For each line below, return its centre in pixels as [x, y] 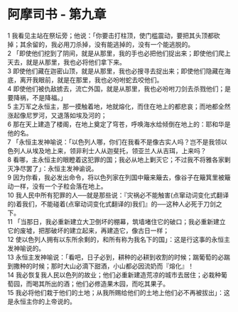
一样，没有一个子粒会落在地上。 [60, 186]
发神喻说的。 [26, 248]
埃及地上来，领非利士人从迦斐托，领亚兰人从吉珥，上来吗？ [119, 150]
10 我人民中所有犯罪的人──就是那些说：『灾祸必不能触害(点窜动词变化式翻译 [118, 195]
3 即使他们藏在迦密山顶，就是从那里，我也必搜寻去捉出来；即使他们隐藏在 [116, 71]
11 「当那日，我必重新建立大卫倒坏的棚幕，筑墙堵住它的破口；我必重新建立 [117, 221]
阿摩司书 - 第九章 [57, 15]
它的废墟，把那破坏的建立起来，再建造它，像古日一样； [88, 230]
